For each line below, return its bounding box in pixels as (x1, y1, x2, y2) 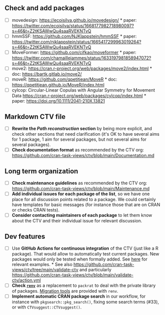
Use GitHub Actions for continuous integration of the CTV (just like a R (11, 245, 159, 251)
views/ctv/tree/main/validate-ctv (11, 267, 79, 272)
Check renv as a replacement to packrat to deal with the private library (11, 282, 156, 288)
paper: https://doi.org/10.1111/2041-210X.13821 (11, 98, 105, 104)
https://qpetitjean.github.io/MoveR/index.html (11, 82, 105, 88)
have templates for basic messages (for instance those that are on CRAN (11, 202, 161, 208)
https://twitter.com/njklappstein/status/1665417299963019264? (11, 39, 142, 45)
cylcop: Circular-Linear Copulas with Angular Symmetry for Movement (11, 87, 155, 93)
